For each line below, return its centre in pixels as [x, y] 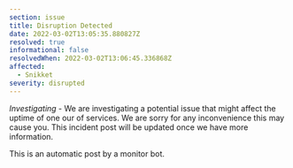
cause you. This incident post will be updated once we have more [129, 127]
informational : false [49, 50]
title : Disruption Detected [61, 26]
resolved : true [37, 42]
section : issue [37, 17]
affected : [27, 67]
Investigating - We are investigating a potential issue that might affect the [143, 108]
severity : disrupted [47, 83]
